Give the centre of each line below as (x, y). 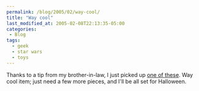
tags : (13, 40)
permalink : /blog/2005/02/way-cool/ (53, 12)
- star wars (27, 52)
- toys (20, 57)
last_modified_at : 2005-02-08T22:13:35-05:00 (65, 23)
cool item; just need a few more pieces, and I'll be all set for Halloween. (96, 81)
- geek (20, 46)
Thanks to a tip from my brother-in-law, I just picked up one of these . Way (100, 75)
